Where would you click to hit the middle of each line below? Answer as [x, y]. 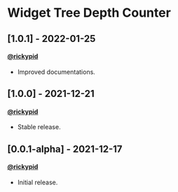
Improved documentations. [56, 72]
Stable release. [39, 127]
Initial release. [37, 182]
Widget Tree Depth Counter [89, 13]
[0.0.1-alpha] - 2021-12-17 [65, 149]
